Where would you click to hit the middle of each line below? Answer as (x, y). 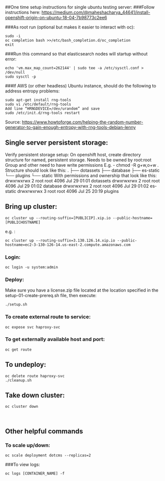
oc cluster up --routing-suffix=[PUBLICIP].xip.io (58, 218)
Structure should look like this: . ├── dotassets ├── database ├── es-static (82, 170)
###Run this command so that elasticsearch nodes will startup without (76, 54)
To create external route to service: (48, 317)
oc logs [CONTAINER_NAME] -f (35, 474)
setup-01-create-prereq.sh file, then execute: (51, 296)
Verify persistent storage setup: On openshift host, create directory (73, 154)
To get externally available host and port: (55, 339)
